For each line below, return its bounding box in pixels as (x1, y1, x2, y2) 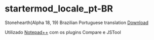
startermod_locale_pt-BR (5, 3, 113, 14)
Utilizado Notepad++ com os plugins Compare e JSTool (5, 29, 121, 35)
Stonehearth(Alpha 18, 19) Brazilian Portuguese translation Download (5, 19, 149, 25)
